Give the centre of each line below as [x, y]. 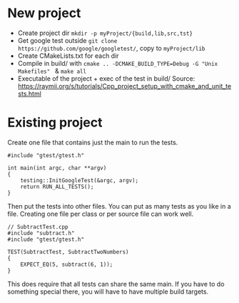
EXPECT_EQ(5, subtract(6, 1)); [67, 264]
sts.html [29, 94]
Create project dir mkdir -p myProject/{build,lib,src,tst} [105, 33]
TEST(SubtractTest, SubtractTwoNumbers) [68, 252]
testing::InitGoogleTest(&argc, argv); [80, 180]
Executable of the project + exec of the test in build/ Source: [106, 78]
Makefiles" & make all [52, 71]
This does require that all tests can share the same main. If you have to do [116, 284]
